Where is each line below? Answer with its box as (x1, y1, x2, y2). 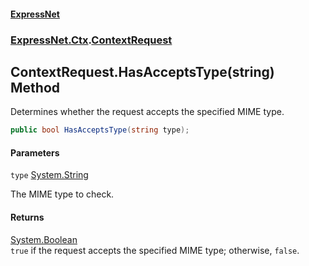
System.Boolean (10, 233, 78, 245)
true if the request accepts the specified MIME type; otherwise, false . (10, 244, 300, 256)
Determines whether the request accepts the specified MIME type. (10, 106, 285, 118)
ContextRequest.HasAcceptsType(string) (10, 63, 275, 80)
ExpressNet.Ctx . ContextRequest (10, 33, 173, 47)
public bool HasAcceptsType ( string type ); (10, 125, 190, 135)
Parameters (10, 146, 60, 159)
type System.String (10, 169, 89, 181)
